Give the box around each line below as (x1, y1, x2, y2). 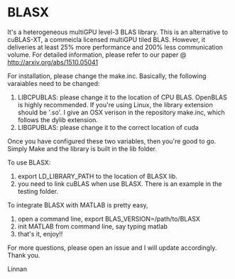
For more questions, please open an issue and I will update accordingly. (7, 243, 217, 252)
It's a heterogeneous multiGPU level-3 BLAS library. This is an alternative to (7, 28, 229, 36)
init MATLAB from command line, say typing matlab (17, 221, 168, 231)
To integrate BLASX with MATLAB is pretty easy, (7, 200, 148, 209)
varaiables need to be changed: (7, 79, 100, 87)
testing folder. (17, 187, 59, 195)
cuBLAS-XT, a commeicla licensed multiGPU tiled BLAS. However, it (7, 35, 206, 43)
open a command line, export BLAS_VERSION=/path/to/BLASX (17, 214, 201, 223)
